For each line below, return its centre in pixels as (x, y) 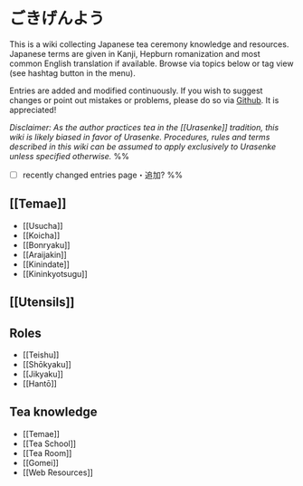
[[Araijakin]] (45, 254)
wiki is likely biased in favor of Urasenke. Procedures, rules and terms (140, 137)
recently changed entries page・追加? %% (103, 175)
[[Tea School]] (49, 443)
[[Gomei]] (40, 462)
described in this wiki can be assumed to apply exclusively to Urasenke (143, 147)
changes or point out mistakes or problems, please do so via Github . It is (144, 100)
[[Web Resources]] (57, 472)
